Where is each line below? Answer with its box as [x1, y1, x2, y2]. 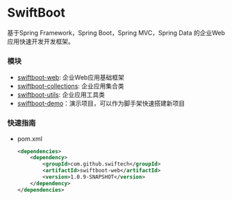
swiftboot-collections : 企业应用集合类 [17, 82, 124, 91]
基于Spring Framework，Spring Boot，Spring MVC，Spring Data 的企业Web [7, 28, 226, 37]
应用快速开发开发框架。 [7, 37, 74, 46]
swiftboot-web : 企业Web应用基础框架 [17, 73, 125, 82]
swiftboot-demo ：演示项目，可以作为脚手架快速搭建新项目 [17, 99, 185, 108]
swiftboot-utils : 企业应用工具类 [17, 91, 106, 99]
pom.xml [17, 134, 43, 143]
